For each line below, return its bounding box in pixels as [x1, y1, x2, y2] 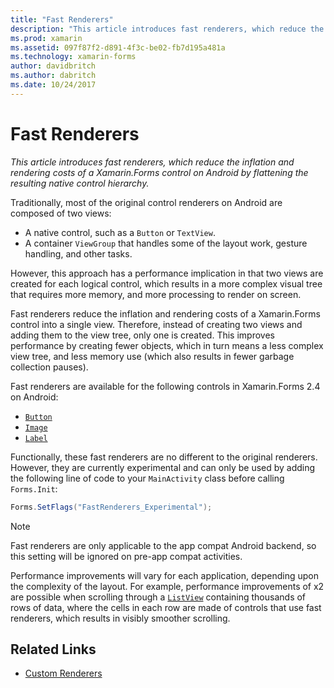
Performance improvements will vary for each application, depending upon [10, 569, 319, 581]
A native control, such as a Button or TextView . [24, 226, 216, 238]
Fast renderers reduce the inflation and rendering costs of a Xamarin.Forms [10, 307, 321, 320]
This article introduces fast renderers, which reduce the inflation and [10, 156, 295, 168]
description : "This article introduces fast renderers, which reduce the [10, 24, 325, 34]
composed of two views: [10, 207, 112, 219]
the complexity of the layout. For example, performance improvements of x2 [10, 580, 325, 592]
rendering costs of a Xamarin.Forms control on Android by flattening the [10, 166, 309, 178]
